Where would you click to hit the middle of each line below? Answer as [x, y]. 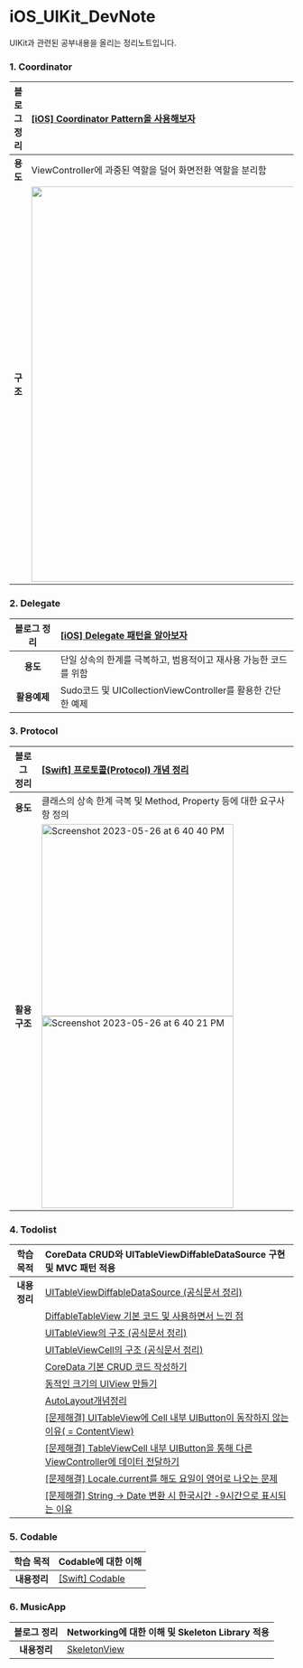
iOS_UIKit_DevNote [83, 17]
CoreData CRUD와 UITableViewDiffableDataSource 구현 [165, 1255]
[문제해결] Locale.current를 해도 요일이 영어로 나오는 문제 [161, 1479]
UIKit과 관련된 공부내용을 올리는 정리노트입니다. [93, 42]
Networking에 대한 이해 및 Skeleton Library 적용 [168, 1632]
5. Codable [34, 1537]
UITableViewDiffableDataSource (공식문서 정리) [144, 1292]
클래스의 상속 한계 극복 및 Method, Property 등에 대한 [149, 801]
